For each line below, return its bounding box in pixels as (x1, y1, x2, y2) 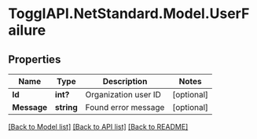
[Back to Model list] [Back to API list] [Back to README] (8, 123, 189, 131)
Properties (8, 53, 61, 66)
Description (102, 76, 148, 86)
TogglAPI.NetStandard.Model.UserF (8, 5, 250, 23)
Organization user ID (85, 90, 161, 100)
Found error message (85, 102, 165, 112)
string (54, 102, 79, 112)
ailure (8, 21, 46, 39)
